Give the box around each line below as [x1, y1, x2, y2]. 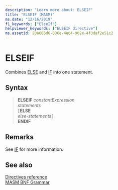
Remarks [5, 133, 34, 141]
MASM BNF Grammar [5, 179, 50, 185]
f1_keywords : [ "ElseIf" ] [5, 21, 57, 27]
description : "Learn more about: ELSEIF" [5, 7, 93, 13]
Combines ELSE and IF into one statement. [5, 69, 93, 75]
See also [5, 160, 33, 169]
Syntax [5, 83, 28, 92]
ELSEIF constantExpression [17, 97, 75, 103]
